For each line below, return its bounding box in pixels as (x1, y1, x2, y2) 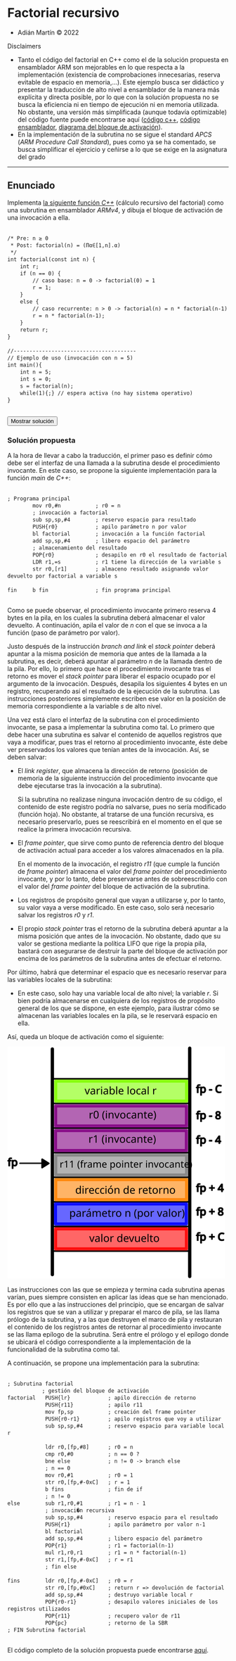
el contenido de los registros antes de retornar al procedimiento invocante (7, 1323, 222, 1331)
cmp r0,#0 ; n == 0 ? (44, 1451, 140, 1458)
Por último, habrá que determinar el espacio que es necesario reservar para (7, 968, 227, 976)
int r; (20, 262, 39, 270)
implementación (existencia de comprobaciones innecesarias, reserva (17, 70, 221, 79)
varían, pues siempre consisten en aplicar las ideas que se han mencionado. (7, 1293, 228, 1302)
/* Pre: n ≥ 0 (7, 234, 49, 242)
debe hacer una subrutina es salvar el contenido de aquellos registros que (7, 730, 223, 739)
